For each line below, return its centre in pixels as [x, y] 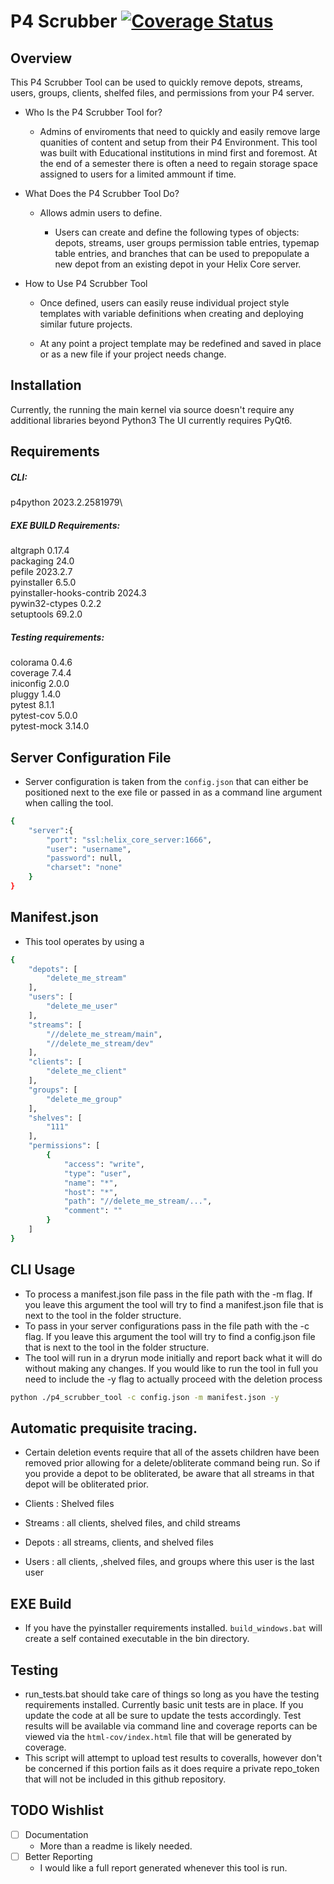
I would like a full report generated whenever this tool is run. [163, 1867]
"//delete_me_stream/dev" [100, 1043]
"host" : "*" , [90, 1192]
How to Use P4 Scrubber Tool [86, 283]
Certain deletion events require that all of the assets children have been [172, 1452]
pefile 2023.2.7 [41, 572]
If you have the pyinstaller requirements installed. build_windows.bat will [173, 1628]
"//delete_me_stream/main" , [104, 1034]
